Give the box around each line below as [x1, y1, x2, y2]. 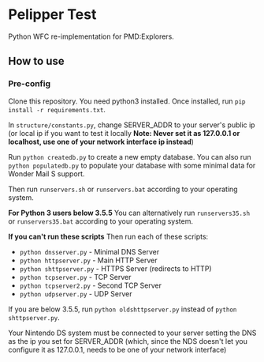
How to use [8, 55, 65, 68]
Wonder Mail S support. [8, 168, 85, 179]
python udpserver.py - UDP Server [19, 288, 132, 298]
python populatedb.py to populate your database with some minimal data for [8, 160, 256, 170]
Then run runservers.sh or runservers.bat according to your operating [8, 184, 238, 194]
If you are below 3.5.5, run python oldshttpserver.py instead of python [8, 304, 237, 314]
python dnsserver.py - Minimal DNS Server [19, 247, 160, 256]
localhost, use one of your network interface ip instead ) [8, 137, 195, 146]
